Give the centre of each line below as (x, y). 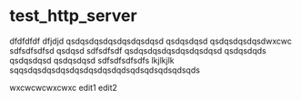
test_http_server (74, 16)
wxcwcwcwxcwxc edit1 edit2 (64, 87)
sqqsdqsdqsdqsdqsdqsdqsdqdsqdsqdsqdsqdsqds (105, 70)
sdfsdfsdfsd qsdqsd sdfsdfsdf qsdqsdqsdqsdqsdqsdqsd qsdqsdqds (138, 50)
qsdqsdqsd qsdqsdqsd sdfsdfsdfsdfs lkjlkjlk (92, 60)
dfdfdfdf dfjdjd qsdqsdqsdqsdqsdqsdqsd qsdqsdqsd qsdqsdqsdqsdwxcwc (151, 41)
